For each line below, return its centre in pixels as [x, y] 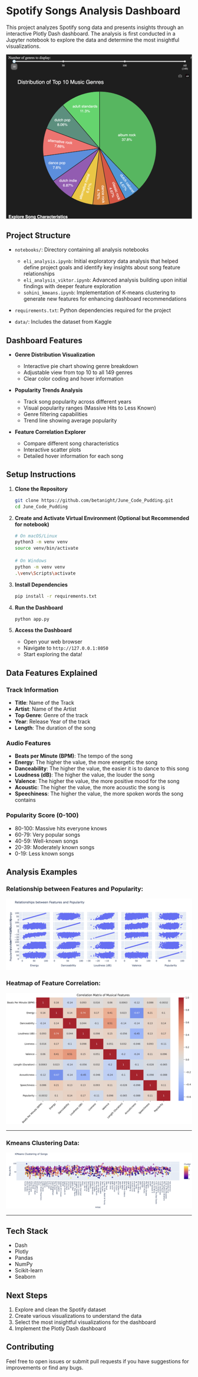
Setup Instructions [41, 475]
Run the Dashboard [39, 607]
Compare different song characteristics [71, 443]
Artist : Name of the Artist [45, 709]
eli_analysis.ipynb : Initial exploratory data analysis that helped [101, 261]
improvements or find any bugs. [45, 1368]
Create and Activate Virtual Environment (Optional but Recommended [102, 518]
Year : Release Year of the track [52, 722]
